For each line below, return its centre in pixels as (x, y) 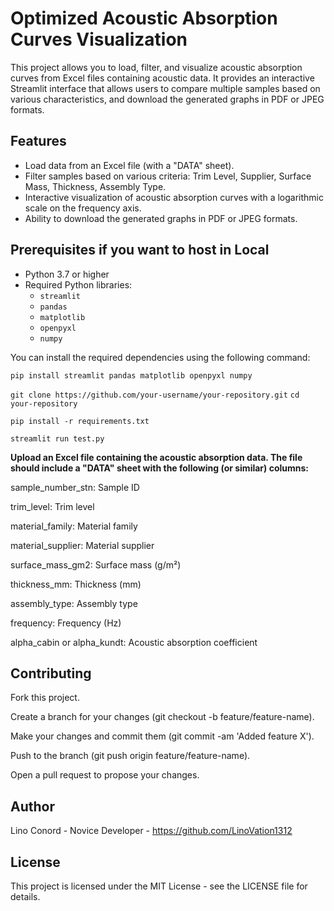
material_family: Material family (74, 526)
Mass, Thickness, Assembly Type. (95, 186)
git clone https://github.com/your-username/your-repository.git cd (155, 395)
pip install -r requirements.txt (80, 421)
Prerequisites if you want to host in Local (140, 250)
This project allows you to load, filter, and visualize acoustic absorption (156, 67)
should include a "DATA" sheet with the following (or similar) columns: (159, 468)
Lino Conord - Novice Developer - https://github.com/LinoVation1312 (151, 831)
